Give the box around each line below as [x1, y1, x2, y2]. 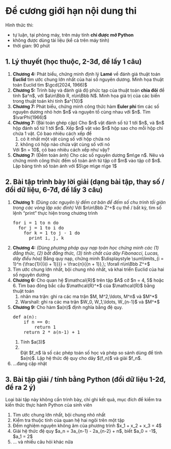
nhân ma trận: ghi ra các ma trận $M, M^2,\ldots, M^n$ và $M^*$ [20, 293, 158, 299]
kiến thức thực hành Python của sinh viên [5, 402, 93, 408]
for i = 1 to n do [12, 219, 59, 226]
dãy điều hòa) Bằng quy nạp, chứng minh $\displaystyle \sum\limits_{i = [12, 255, 164, 262]
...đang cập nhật [12, 360, 47, 367]
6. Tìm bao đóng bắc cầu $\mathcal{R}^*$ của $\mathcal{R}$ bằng [12, 283, 155, 289]
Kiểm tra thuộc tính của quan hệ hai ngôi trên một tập [12, 417, 125, 424]
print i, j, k [28, 235, 64, 241]
